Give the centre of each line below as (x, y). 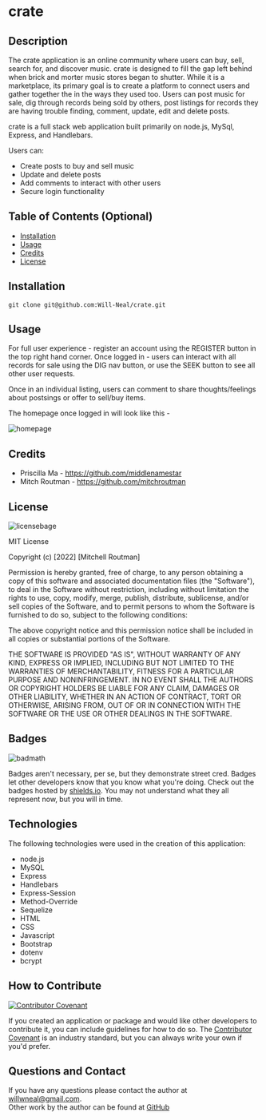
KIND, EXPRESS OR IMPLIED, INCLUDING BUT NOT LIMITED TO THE (121, 663)
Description (38, 41)
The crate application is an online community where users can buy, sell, (126, 60)
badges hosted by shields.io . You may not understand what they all (119, 790)
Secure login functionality (62, 191)
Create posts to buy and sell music (77, 166)
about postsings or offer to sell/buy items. (77, 398)
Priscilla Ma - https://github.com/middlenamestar (101, 473)
